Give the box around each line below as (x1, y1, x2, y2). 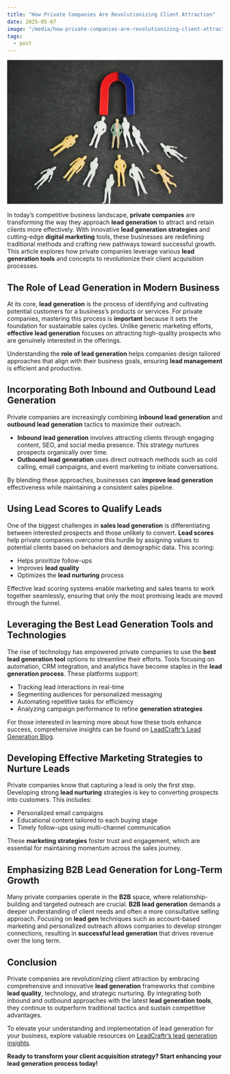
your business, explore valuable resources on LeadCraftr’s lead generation (7, 1032, 218, 1040)
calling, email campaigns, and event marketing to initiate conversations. (16, 463, 219, 471)
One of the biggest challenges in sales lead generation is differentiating (7, 521, 211, 529)
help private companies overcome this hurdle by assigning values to (7, 535, 200, 544)
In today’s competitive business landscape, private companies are (7, 211, 195, 219)
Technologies (7, 629, 67, 641)
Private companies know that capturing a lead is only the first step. (7, 781, 196, 790)
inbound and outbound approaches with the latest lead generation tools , (7, 996, 213, 1004)
